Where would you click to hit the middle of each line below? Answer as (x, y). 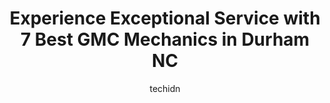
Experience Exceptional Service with (165, 18)
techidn (165, 88)
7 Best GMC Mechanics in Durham (165, 39)
